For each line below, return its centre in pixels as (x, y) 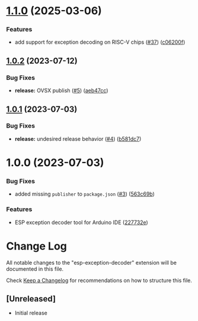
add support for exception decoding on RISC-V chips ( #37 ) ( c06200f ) (100, 42)
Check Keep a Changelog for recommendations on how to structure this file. (99, 280)
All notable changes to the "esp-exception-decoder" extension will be (91, 262)
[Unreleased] (31, 299)
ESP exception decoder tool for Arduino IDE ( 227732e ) (81, 222)
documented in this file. (35, 269)
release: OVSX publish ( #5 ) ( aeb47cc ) (61, 90)
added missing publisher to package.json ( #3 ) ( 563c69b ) (85, 194)
